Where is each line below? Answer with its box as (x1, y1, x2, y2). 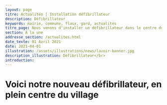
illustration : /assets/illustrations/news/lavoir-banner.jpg (5, 48, 135, 53)
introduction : (5, 58, 35, 63)
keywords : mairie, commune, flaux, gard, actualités (5, 21, 117, 26)
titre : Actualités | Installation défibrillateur (5, 12, 110, 17)
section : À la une (5, 30, 43, 35)
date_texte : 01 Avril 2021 (5, 39, 61, 44)
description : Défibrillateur (5, 16, 66, 21)
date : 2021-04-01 (5, 44, 41, 49)
